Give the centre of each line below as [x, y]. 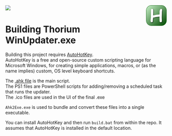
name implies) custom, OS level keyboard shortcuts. [60, 71]
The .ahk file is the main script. [38, 81]
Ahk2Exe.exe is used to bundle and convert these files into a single [75, 107]
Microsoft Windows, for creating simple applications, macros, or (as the [81, 65]
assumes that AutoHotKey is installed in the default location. [69, 128]
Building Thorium [43, 30]
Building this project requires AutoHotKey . [49, 54]
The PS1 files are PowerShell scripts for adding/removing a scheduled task [84, 86]
